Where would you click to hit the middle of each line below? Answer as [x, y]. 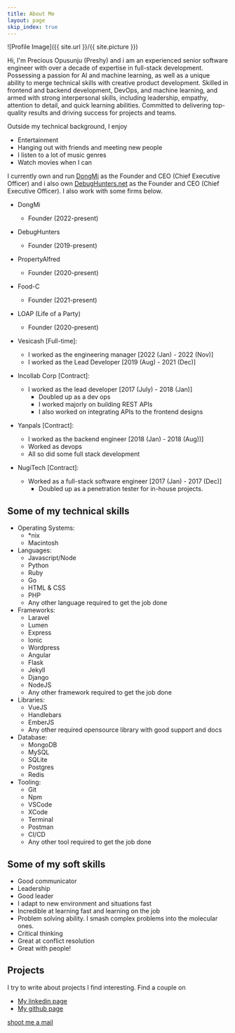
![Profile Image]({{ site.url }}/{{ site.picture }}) [73, 47]
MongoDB [42, 745]
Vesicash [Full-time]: [47, 341]
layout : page [26, 20]
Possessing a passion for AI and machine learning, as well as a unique [109, 75]
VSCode [40, 805]
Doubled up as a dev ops [74, 397]
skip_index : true [33, 27]
